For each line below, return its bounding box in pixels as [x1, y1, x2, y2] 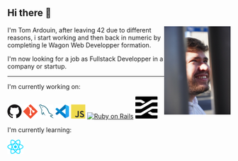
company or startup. [7, 61, 67, 71]
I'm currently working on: [7, 82, 81, 90]
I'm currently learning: [7, 125, 72, 134]
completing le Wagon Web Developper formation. [7, 40, 152, 49]
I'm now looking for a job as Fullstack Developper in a [7, 54, 164, 63]
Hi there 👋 [7, 7, 52, 19]
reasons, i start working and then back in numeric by [7, 33, 161, 42]
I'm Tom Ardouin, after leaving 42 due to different [7, 25, 152, 34]
